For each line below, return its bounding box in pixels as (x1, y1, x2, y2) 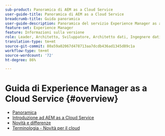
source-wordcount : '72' (5, 53, 54, 58)
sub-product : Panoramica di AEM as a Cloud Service (5, 7, 113, 12)
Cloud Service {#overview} (5, 93, 119, 105)
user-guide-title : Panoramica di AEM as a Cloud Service (5, 12, 124, 17)
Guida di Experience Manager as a (5, 83, 147, 94)
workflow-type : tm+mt (5, 48, 50, 53)
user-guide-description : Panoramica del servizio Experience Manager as (5, 21, 157, 26)
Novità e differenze (12, 120, 51, 126)
